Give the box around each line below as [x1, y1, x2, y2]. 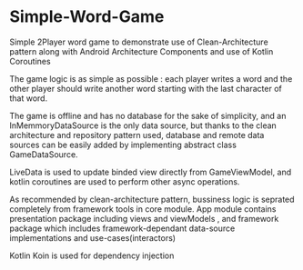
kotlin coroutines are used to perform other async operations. [9, 175, 240, 187]
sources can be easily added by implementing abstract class [9, 139, 237, 150]
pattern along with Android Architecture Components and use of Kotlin [9, 45, 274, 56]
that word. [9, 93, 48, 104]
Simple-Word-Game [9, 6, 165, 27]
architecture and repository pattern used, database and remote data [9, 129, 265, 140]
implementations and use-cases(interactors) [9, 232, 176, 243]
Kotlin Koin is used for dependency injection [9, 250, 175, 261]
